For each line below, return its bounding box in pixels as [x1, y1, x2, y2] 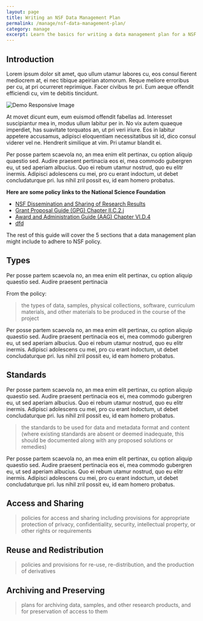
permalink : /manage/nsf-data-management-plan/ [6, 20, 126, 26]
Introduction [6, 54, 55, 64]
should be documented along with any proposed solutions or [21, 436, 173, 444]
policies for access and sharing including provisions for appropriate [21, 515, 190, 522]
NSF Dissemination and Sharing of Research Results [15, 200, 146, 207]
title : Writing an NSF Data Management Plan [6, 15, 121, 21]
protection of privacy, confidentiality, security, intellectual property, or [21, 521, 196, 528]
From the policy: [6, 290, 47, 297]
